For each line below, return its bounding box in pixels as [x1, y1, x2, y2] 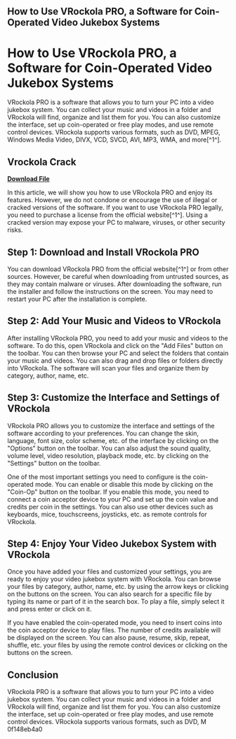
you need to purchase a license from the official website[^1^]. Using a [7, 211, 209, 219]
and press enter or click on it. [7, 605, 92, 614]
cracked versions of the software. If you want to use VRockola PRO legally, [7, 204, 223, 212]
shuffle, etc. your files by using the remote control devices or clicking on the [7, 641, 228, 650]
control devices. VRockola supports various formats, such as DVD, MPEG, [7, 128, 221, 137]
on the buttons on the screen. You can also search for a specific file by [7, 590, 212, 598]
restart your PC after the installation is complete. [7, 294, 147, 303]
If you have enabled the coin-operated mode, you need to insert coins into [7, 619, 223, 627]
